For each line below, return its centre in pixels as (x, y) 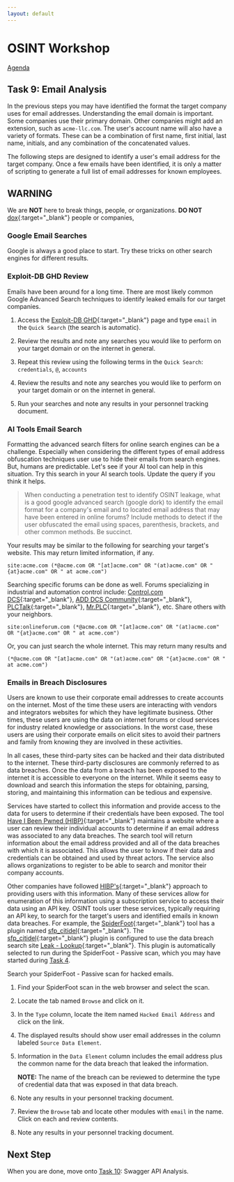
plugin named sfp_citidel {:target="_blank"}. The (76, 931)
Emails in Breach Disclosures (57, 682)
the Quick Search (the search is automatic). (79, 327)
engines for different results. (48, 258)
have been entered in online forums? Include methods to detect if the (123, 517)
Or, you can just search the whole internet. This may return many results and (117, 646)
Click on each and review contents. (68, 1119)
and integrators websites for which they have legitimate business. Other (110, 713)
